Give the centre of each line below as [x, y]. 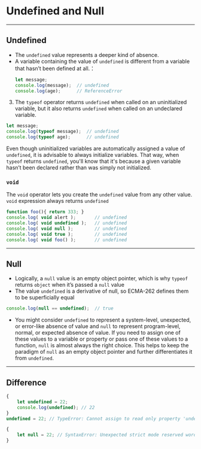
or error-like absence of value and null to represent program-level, [98, 326]
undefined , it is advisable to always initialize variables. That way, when [93, 155]
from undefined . [34, 358]
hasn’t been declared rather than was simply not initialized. [79, 168]
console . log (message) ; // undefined [62, 85]
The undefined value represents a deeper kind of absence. [87, 54]
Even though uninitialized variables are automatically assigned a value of [96, 148]
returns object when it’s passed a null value [69, 285]
